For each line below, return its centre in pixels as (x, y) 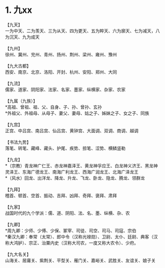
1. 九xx (19, 10)
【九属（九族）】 (21, 101)
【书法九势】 (18, 142)
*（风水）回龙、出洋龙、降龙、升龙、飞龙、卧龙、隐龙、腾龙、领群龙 (75, 178)
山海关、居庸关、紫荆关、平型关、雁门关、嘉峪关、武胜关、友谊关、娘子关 (80, 260)
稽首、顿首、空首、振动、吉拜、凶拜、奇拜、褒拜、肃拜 (61, 195)
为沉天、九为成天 (22, 37)
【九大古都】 (18, 66)
